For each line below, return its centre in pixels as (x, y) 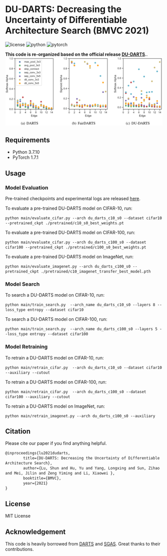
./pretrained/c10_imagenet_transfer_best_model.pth (96, 271)
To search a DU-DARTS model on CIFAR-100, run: (56, 319)
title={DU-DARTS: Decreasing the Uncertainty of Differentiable (91, 458)
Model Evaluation (27, 188)
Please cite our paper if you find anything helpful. (56, 443)
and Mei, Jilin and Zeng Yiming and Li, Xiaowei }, (60, 474)
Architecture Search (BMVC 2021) (77, 31)
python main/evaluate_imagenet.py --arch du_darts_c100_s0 (68, 266)
